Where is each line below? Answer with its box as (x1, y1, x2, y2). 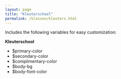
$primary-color (12, 48, 43, 54)
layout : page (5, 7, 32, 12)
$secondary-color (12, 53, 49, 59)
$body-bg (12, 63, 33, 69)
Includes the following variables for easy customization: (5, 30, 117, 35)
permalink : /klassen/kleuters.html (5, 16, 77, 21)
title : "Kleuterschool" (5, 12, 53, 16)
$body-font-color (12, 69, 47, 75)
